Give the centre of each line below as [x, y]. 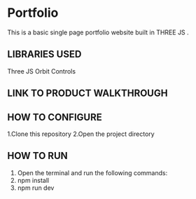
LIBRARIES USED [44, 54]
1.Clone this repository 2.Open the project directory [81, 134]
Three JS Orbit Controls [41, 71]
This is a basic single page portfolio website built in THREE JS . [98, 32]
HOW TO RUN [37, 156]
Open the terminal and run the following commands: [92, 172]
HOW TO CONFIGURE [55, 117]
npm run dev [36, 188]
